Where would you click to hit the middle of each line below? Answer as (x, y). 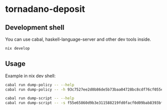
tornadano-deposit (45, 9)
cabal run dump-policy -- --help (40, 85)
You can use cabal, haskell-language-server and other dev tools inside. (78, 39)
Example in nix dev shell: (30, 76)
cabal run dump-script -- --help (40, 98)
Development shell (35, 27)
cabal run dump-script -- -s (35, 103)
